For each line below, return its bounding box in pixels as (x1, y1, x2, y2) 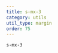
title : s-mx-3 (6, 8, 42, 15)
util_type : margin (6, 20, 52, 26)
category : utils (6, 14, 47, 20)
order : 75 (6, 25, 31, 32)
